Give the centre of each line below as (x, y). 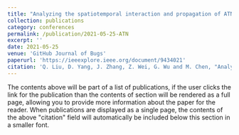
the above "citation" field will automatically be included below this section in (119, 117)
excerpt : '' (25, 40)
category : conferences (41, 27)
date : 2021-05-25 (33, 47)
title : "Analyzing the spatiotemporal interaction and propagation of (114, 14)
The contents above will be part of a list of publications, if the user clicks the (119, 87)
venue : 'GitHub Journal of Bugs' (57, 54)
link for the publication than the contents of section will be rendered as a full (119, 94)
